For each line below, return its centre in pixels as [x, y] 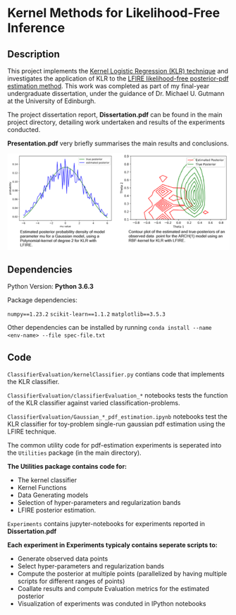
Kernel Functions [42, 488]
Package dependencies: [42, 300]
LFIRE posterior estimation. [57, 510]
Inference [36, 28]
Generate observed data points [63, 559]
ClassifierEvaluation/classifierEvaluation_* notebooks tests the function [118, 395]
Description [33, 54]
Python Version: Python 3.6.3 [50, 287]
